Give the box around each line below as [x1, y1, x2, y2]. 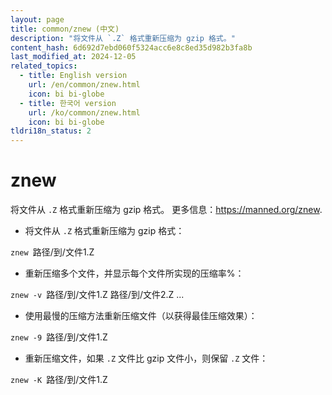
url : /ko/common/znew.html [28, 107, 141, 118]
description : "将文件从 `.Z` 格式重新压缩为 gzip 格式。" [10, 33, 236, 43]
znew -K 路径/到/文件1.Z [10, 374, 108, 386]
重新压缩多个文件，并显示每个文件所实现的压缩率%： [24, 267, 245, 280]
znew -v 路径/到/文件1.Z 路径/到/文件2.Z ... [10, 289, 185, 301]
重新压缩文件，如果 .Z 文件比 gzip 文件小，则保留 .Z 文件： [24, 352, 269, 365]
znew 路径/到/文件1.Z [10, 246, 95, 258]
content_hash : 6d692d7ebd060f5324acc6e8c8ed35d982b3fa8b [10, 42, 253, 53]
